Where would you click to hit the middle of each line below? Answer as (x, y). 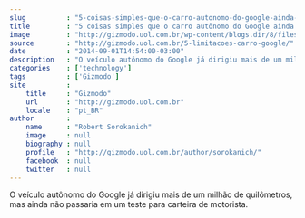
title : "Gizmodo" (69, 93)
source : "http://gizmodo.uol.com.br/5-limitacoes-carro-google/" (152, 43)
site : (40, 85)
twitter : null (59, 169)
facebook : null (59, 161)
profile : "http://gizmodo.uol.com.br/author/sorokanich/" (143, 152)
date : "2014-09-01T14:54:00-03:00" (97, 52)
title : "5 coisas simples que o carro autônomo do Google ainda (152, 26)
